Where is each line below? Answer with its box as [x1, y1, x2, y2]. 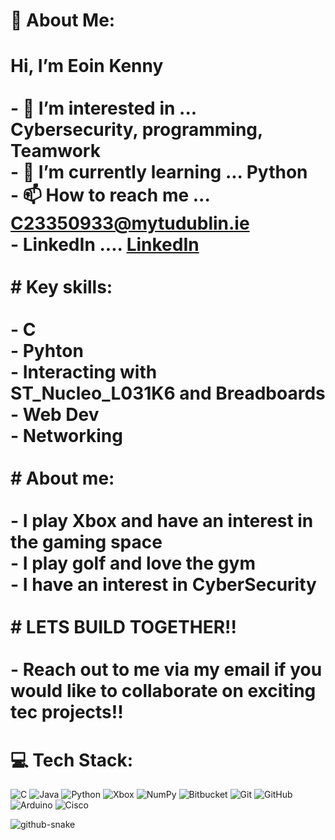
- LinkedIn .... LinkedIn [10, 234, 200, 256]
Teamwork [10, 140, 101, 163]
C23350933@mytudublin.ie [10, 212, 250, 235]
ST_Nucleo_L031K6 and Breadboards [10, 382, 326, 405]
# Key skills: [10, 276, 113, 299]
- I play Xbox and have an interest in [10, 510, 314, 533]
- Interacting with [10, 361, 158, 384]
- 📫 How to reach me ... [10, 184, 210, 207]
